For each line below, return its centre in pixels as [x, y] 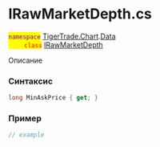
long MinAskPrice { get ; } [53, 98]
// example [26, 135]
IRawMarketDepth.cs [80, 14]
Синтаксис [31, 81]
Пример [25, 119]
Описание [25, 60]
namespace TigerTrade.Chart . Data [62, 36]
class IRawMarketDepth [64, 44]
